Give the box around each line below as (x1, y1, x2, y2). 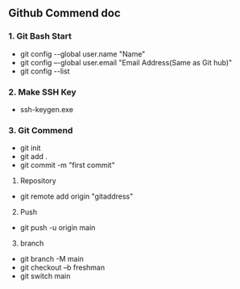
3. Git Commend (8, 124, 73, 136)
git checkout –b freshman (19, 262, 106, 273)
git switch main (19, 271, 71, 281)
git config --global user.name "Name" (19, 48, 146, 59)
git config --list (19, 66, 70, 76)
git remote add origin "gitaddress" (19, 191, 134, 201)
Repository (19, 176, 56, 186)
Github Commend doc (8, 6, 121, 20)
